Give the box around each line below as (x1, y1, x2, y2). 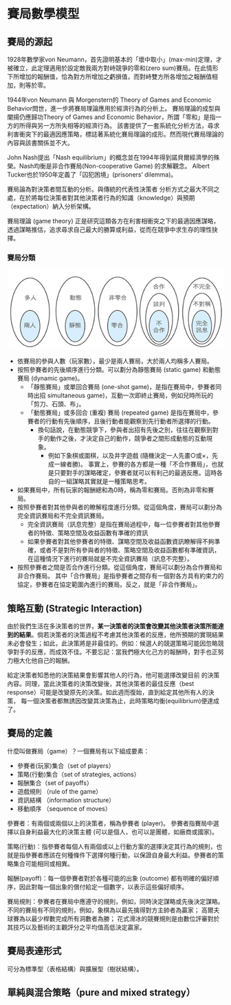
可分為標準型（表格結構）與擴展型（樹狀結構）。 (7, 964, 143, 973)
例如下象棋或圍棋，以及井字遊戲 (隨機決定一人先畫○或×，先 (47, 452, 219, 460)
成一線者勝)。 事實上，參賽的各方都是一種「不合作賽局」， (47, 460, 212, 468)
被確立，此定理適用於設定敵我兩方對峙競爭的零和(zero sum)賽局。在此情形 (7, 64, 219, 72)
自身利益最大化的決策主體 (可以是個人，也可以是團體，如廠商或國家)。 (19, 828, 219, 836)
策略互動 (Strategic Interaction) (7, 602, 143, 614)
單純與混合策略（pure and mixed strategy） (7, 987, 196, 999)
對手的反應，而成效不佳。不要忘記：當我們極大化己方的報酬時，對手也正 (12, 648, 218, 656)
